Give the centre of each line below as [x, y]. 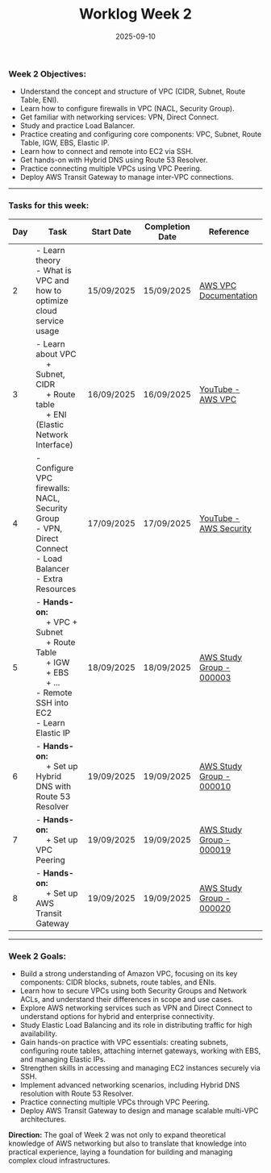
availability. [39, 1034]
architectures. [43, 1119]
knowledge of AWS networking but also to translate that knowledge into [128, 1143]
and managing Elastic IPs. [63, 1059]
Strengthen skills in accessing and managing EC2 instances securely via [140, 1067]
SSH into [52, 702]
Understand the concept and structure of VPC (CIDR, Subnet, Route [133, 92]
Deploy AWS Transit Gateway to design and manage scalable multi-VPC [140, 1110]
